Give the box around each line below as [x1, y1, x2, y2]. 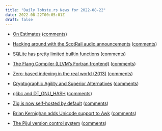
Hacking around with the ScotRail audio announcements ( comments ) [12, 41, 157, 47]
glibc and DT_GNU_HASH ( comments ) [12, 91, 93, 97]
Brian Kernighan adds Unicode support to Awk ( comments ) [12, 111, 137, 117]
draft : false [5, 17, 33, 22]
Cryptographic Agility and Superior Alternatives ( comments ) [12, 80, 139, 87]
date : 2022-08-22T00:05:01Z [5, 12, 65, 17]
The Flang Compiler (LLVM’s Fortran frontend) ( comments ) [12, 61, 136, 67]
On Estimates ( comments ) [12, 31, 67, 37]
